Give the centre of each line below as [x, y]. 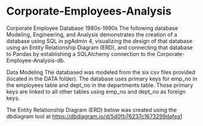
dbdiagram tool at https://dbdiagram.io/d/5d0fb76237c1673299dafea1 [94, 116]
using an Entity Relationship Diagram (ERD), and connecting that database [100, 47]
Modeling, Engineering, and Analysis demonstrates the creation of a [92, 34]
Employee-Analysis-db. [36, 60]
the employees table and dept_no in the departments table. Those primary [100, 85]
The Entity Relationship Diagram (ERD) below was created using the [92, 110]
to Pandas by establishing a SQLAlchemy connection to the [81, 54]
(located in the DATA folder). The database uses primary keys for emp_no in [102, 79]
